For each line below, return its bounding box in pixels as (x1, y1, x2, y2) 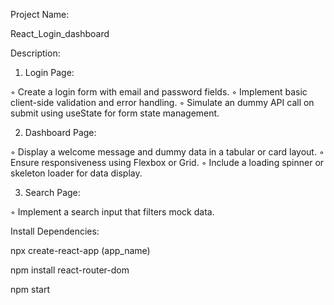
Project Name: (10, 9, 70, 20)
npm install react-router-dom (10, 264, 130, 276)
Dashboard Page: (24, 127, 97, 138)
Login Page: (24, 67, 75, 78)
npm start (10, 284, 51, 295)
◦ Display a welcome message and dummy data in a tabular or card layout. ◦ (10, 146, 325, 158)
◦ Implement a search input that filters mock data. (10, 206, 215, 218)
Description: (10, 47, 61, 59)
